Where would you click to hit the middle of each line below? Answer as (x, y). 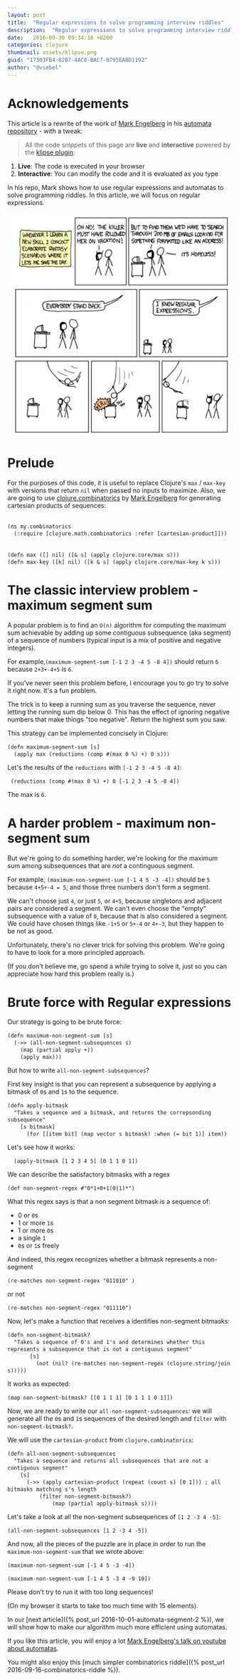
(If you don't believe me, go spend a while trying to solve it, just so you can (117, 966)
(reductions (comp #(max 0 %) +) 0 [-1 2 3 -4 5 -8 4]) (95, 781)
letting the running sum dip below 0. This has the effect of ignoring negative (118, 712)
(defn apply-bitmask (38, 1106)
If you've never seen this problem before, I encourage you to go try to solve (118, 682)
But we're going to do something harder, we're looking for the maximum (113, 858)
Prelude (31, 463)
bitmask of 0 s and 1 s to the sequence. (63, 1092)
